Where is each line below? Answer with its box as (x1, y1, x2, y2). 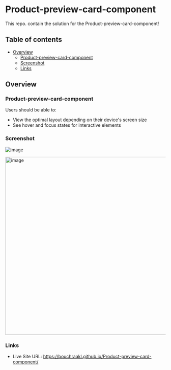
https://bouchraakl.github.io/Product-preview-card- (43, 354, 152, 360)
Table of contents (5, 35, 62, 44)
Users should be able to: (5, 107, 57, 113)
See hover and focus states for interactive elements (12, 122, 121, 128)
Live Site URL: (12, 354, 42, 360)
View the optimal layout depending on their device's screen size (12, 117, 147, 123)
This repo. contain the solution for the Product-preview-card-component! (5, 20, 159, 27)
